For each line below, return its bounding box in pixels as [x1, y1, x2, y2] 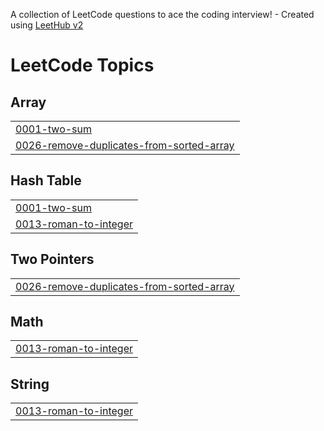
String [10, 375, 50, 393]
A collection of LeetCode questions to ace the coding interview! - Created [10, 9, 315, 20]
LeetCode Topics [10, 54, 155, 77]
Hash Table [10, 172, 82, 189]
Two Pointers [10, 251, 95, 268]
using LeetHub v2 [10, 19, 84, 31]
